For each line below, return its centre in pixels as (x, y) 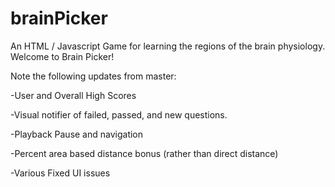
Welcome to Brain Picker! (62, 56)
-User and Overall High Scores (73, 95)
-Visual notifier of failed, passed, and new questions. (119, 114)
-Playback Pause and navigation (77, 134)
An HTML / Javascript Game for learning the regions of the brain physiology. (168, 46)
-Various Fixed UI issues (60, 173)
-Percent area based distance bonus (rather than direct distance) (144, 153)
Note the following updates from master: (93, 76)
